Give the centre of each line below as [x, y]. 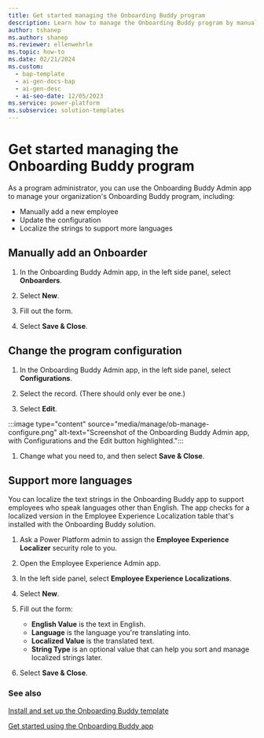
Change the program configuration [95, 351]
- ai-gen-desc [38, 89]
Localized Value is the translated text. [93, 641]
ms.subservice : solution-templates [66, 111]
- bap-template [40, 74]
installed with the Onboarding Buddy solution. [82, 525]
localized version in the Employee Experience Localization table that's [121, 516]
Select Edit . [38, 408]
